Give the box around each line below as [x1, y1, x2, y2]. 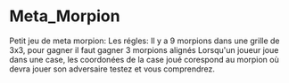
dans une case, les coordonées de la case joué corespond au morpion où [9, 54, 279, 64]
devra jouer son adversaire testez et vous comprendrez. [9, 64, 216, 74]
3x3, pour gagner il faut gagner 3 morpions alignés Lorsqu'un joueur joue [9, 44, 279, 55]
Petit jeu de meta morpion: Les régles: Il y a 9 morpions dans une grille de [9, 35, 280, 46]
